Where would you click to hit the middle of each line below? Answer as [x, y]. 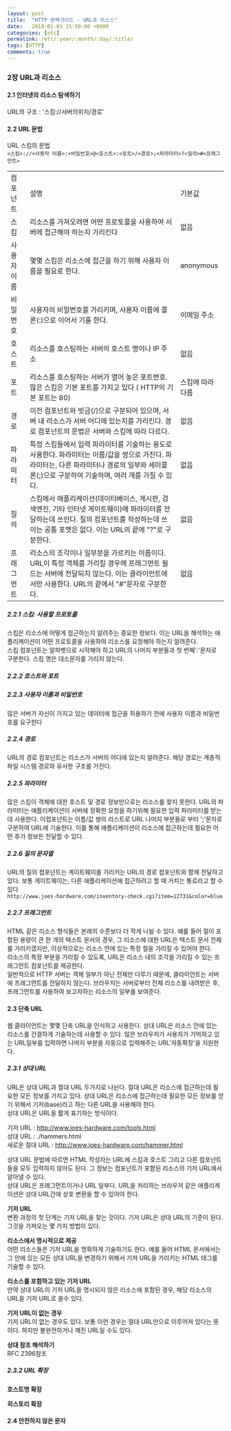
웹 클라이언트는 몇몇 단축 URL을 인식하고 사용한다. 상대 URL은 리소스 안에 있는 [112, 1025]
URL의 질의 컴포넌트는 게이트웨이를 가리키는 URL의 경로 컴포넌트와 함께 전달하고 [115, 872]
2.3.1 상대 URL [27, 1068]
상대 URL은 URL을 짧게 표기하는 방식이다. [63, 1113]
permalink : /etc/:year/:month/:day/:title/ [70, 39]
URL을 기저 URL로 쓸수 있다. [45, 1298]
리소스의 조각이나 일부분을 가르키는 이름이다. [98, 553]
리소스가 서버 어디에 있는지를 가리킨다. [104, 421]
